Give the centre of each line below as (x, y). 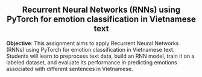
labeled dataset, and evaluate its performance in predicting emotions (92, 62)
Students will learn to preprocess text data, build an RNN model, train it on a (100, 56)
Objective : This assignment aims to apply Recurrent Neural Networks (93, 43)
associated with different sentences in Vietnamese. (70, 69)
